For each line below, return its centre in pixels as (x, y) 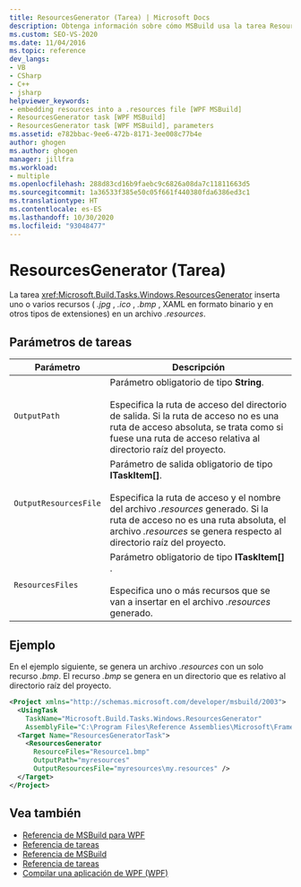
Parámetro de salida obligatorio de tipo (191, 464)
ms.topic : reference (48, 51)
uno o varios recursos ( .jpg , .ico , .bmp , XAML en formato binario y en (142, 305)
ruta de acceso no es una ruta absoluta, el (198, 521)
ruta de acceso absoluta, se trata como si (197, 427)
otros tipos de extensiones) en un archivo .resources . (107, 314)
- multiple (30, 176)
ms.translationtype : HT (54, 201)
